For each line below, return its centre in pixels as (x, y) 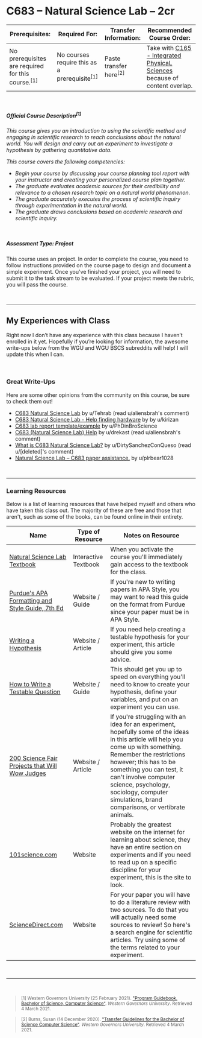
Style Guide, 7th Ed (37, 608)
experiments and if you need (151, 855)
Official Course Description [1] (44, 115)
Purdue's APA (29, 593)
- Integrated (164, 55)
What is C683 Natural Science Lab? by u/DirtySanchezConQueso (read (103, 445)
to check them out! (29, 401)
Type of (89, 531)
